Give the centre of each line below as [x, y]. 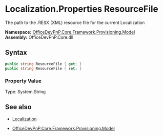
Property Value [23, 81]
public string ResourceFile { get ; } [43, 64]
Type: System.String [26, 91]
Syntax [16, 53]
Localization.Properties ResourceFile [82, 9]
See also [18, 107]
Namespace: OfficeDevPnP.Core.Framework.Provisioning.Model [70, 32]
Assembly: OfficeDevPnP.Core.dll [39, 37]
